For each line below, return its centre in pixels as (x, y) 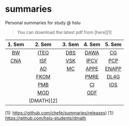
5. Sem (113, 44)
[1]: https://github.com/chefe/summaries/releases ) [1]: (60, 113)
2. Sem (43, 44)
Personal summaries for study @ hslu (43, 23)
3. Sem (71, 44)
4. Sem (92, 44)
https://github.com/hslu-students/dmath (46, 118)
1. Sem (16, 44)
